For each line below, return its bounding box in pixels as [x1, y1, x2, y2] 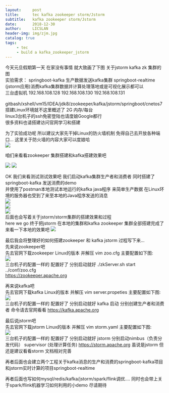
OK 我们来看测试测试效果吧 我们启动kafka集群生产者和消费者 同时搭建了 [5, 173, 155, 180]
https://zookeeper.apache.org [5, 272, 67, 278]
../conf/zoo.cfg [5, 267, 36, 273]
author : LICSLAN [5, 26, 49, 31]
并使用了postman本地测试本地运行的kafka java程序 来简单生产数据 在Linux [5, 186, 160, 192]
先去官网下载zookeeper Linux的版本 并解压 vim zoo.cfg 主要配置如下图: [5, 250, 153, 256]
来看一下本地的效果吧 [5, 226, 49, 233]
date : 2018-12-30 [5, 21, 55, 27]
